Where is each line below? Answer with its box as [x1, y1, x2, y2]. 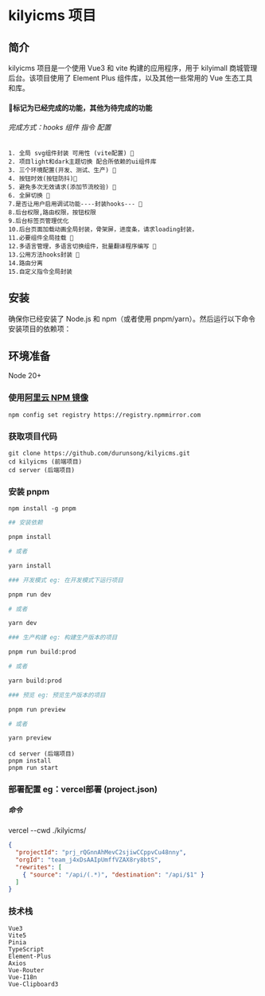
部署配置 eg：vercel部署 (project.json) [8, 784, 158, 795]
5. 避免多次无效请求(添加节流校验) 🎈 [8, 183, 117, 191]
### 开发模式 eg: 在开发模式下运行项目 [8, 576, 123, 584]
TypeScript [8, 945, 45, 953]
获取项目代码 [8, 431, 58, 442]
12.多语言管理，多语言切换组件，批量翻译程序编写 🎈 [8, 242, 157, 250]
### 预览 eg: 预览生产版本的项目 [8, 691, 106, 699]
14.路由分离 [8, 259, 44, 267]
